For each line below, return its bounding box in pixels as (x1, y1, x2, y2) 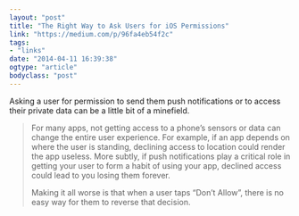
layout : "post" (9, 12, 66, 22)
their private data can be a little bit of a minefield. (9, 104, 190, 116)
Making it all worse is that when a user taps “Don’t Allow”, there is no (30, 187, 284, 197)
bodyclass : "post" (9, 71, 78, 80)
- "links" (9, 46, 46, 55)
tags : (9, 37, 29, 47)
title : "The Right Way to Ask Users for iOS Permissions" (9, 21, 229, 30)
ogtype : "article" (9, 63, 78, 72)
